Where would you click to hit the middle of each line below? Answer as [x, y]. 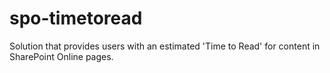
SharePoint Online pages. [61, 56]
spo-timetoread [76, 18]
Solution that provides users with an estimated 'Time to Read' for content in [165, 46]
